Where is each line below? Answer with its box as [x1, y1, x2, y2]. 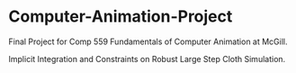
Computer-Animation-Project [8, 6, 233, 27]
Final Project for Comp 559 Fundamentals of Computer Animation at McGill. [8, 36, 289, 47]
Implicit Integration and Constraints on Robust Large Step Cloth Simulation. [8, 53, 286, 64]
